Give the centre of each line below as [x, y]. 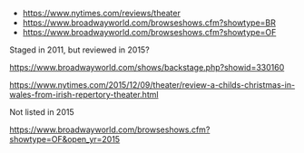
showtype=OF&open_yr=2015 [65, 139]
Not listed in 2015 [42, 112]
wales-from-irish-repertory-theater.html [84, 95]
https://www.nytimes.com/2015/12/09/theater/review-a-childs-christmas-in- [152, 85]
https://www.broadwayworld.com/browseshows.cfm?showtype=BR [149, 23]
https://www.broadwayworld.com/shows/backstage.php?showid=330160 [147, 67]
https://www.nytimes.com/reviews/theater [102, 13]
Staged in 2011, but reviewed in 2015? [79, 50]
